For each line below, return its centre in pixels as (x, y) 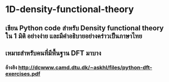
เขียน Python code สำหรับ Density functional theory (85, 28)
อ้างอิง (11, 67)
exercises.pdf (23, 73)
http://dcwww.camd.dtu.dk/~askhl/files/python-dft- (85, 67)
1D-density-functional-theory (70, 9)
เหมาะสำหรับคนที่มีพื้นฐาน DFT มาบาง (53, 53)
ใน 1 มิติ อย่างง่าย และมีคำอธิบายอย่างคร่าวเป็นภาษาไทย (74, 36)
